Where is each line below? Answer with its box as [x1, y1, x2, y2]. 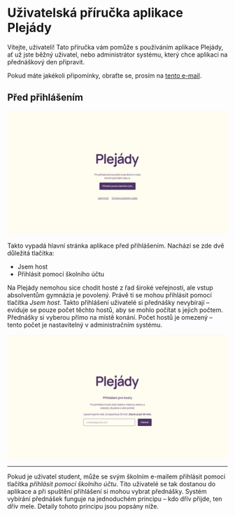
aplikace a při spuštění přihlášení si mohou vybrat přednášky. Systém [7, 487, 208, 495]
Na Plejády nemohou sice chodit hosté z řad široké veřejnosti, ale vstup [7, 283, 213, 292]
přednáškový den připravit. [7, 57, 85, 66]
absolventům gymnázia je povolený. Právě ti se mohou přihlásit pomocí [7, 291, 212, 299]
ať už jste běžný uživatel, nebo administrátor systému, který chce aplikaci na [7, 50, 228, 59]
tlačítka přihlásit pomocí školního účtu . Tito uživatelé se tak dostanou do [7, 479, 215, 488]
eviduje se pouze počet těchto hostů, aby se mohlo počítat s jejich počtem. [7, 306, 224, 314]
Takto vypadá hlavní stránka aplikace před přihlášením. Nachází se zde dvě [7, 241, 225, 250]
